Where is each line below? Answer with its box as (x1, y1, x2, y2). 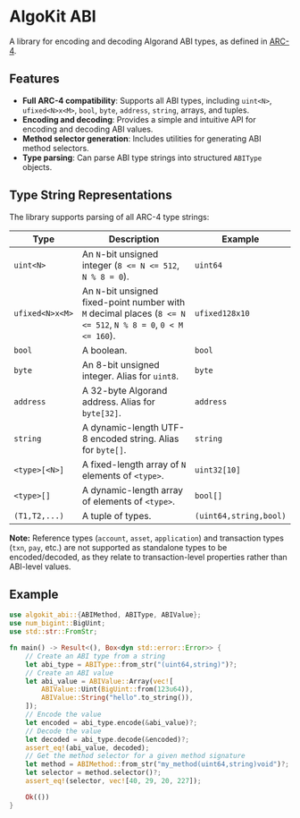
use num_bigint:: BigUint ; (9, 619, 105, 628)
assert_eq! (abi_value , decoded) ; (25, 743, 150, 753)
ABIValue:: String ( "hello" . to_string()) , (41, 694, 194, 703)
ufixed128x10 (195, 308, 250, 319)
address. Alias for (81, 396, 156, 408)
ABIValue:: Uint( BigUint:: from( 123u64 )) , (41, 685, 194, 694)
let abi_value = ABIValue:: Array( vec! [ (25, 677, 174, 686)
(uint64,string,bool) (195, 510, 287, 521)
